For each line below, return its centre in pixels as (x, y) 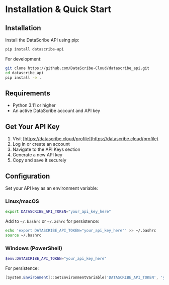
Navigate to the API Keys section (46, 149)
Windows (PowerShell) (34, 248)
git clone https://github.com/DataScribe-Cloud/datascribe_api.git (77, 68)
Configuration (28, 176)
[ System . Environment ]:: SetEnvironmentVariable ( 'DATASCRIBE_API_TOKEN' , (82, 278)
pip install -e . (23, 77)
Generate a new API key (37, 155)
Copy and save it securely (39, 160)
